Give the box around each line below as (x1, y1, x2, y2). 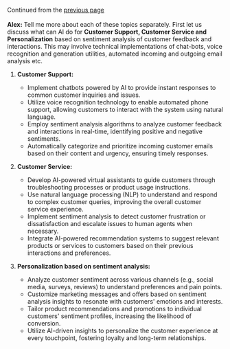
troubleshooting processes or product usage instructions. (27, 183, 191, 191)
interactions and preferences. (27, 249, 111, 257)
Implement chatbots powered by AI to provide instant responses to (27, 84, 216, 91)
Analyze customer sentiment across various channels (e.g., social (27, 275, 214, 284)
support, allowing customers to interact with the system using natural (27, 106, 223, 113)
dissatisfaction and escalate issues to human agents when (27, 220, 193, 227)
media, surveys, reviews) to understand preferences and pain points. (27, 283, 222, 291)
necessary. (27, 227, 59, 235)
